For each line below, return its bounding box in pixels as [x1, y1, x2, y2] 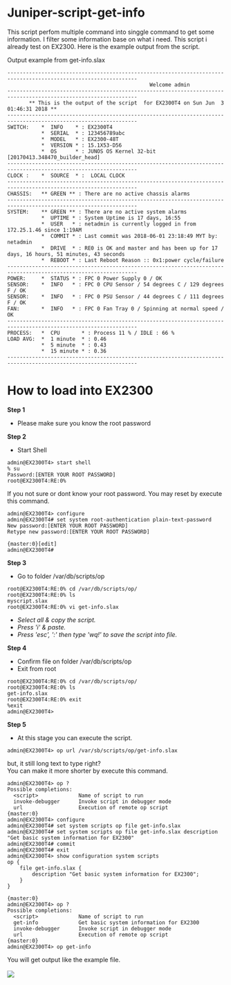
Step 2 [7, 432, 26, 441]
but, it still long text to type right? [7, 759, 102, 767]
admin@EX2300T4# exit [7, 846, 70, 854]
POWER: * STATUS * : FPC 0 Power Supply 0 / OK [7, 275, 163, 282]
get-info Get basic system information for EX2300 [13, 919, 199, 926]
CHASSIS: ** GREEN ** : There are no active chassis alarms [7, 190, 190, 197]
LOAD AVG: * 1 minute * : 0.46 [7, 335, 107, 342]
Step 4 [7, 643, 27, 652]
